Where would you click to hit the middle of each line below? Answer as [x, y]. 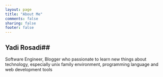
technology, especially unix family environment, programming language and [82, 64]
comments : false [22, 19]
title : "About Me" [24, 14]
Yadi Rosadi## [27, 48]
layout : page [18, 10]
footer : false [20, 28]
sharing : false [21, 23]
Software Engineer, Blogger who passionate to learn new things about [76, 59]
